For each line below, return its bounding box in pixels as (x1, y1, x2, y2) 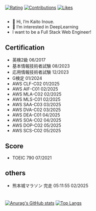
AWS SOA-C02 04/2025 (12, 117, 61, 123)
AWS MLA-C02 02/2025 (12, 91, 62, 97)
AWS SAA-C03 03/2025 (12, 102, 61, 108)
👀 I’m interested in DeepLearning (12, 24, 78, 30)
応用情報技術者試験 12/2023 (12, 69, 69, 75)
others (5, 169, 26, 177)
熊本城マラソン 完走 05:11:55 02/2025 (12, 183, 89, 188)
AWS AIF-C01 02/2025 (12, 86, 58, 92)
